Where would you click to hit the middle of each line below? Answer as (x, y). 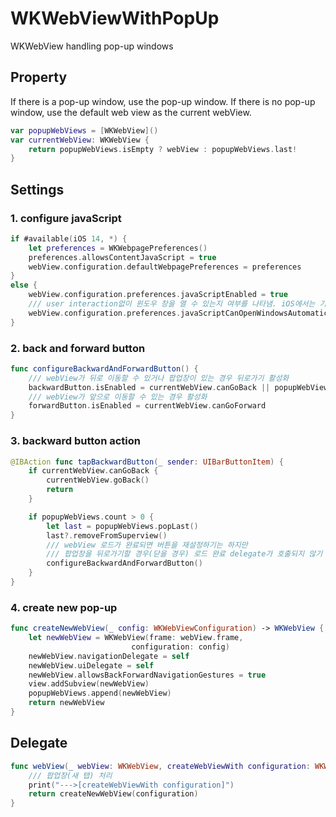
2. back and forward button (78, 348)
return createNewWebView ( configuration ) (113, 794)
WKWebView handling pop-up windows (92, 46)
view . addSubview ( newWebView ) (89, 684)
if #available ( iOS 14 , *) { (69, 238)
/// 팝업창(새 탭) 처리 (70, 775)
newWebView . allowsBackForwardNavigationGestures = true (147, 675)
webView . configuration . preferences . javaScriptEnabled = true (158, 295)
